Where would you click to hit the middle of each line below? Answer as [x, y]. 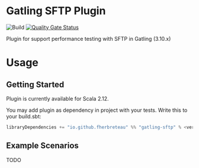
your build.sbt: [24, 116]
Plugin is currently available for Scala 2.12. [57, 98]
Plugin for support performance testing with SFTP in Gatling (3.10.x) [89, 38]
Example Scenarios [42, 146]
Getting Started [35, 84]
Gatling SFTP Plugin [56, 11]
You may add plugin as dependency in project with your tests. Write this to [97, 110]
